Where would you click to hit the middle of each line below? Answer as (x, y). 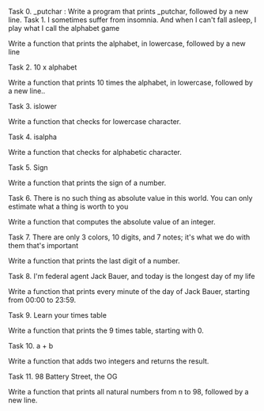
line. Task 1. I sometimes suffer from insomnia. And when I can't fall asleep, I (132, 20)
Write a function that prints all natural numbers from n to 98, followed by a (128, 392)
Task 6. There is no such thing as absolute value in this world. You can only (130, 198)
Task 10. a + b (31, 346)
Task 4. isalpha (33, 137)
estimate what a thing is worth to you (68, 206)
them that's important (43, 245)
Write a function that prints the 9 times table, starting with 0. (106, 330)
